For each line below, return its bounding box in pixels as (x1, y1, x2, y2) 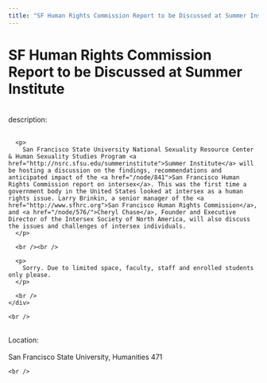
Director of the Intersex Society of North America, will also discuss (8, 215, 250, 223)
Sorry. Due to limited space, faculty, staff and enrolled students (22, 264, 254, 272)
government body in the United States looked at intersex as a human (8, 187, 244, 195)
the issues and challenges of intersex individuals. (8, 222, 187, 230)
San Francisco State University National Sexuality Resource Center (22, 145, 254, 154)
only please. (8, 271, 52, 279)
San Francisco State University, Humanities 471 (8, 352, 163, 362)
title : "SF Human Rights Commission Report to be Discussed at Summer (8, 11, 247, 20)
